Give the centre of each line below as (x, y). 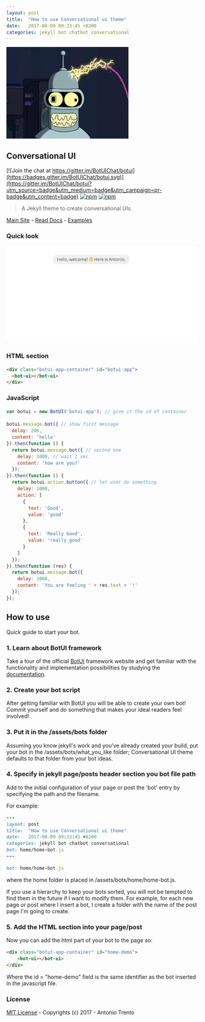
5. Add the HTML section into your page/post (74, 927)
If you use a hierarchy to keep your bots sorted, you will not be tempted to (99, 891)
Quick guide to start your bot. (43, 632)
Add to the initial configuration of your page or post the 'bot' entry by (93, 787)
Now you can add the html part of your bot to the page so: (79, 940)
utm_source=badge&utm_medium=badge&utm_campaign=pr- (84, 190)
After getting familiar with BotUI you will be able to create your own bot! (96, 703)
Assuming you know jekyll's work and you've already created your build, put (102, 745)
